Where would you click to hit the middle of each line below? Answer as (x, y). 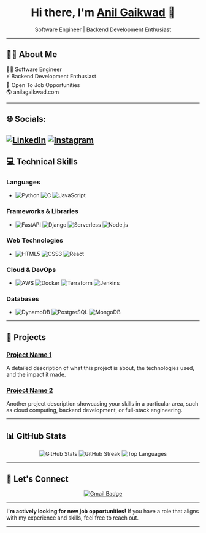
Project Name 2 (30, 390)
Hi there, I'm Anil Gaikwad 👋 (103, 13)
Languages (24, 182)
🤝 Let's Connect (37, 479)
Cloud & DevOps (31, 270)
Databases (23, 299)
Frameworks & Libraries (42, 211)
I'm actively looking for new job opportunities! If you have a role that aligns (103, 512)
